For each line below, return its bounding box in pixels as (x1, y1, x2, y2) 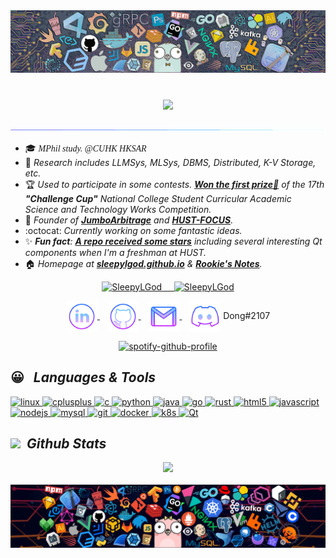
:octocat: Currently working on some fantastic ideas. (24, 224, 243, 236)
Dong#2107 (223, 309, 271, 321)
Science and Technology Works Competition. (24, 203, 212, 215)
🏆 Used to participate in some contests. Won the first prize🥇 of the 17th (24, 178, 325, 190)
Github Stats (26, 435, 107, 452)
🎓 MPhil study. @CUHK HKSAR (24, 142, 147, 154)
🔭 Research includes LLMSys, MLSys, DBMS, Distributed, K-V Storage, (24, 156, 317, 168)
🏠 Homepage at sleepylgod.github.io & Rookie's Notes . (24, 257, 263, 269)
